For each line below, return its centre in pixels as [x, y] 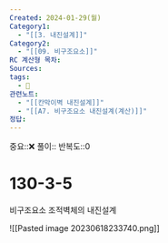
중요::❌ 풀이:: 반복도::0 [50, 147]
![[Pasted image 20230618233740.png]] [85, 228]
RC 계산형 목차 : [35, 60]
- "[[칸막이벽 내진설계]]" [61, 102]
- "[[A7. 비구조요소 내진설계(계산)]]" [83, 111]
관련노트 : [24, 94]
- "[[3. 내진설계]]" [53, 35]
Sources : [26, 69]
